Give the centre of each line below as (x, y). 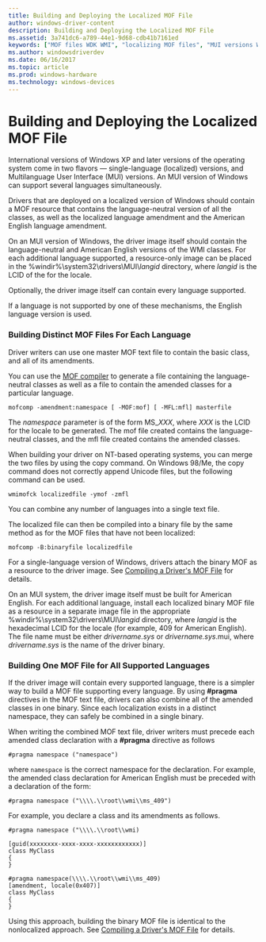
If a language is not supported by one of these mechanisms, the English (125, 306)
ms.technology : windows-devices (61, 82)
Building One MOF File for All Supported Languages (109, 665)
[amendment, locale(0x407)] (55, 886)
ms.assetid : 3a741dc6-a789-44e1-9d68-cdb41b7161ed (93, 38)
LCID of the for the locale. (50, 275)
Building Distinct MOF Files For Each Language (100, 335)
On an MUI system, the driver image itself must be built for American (120, 594)
